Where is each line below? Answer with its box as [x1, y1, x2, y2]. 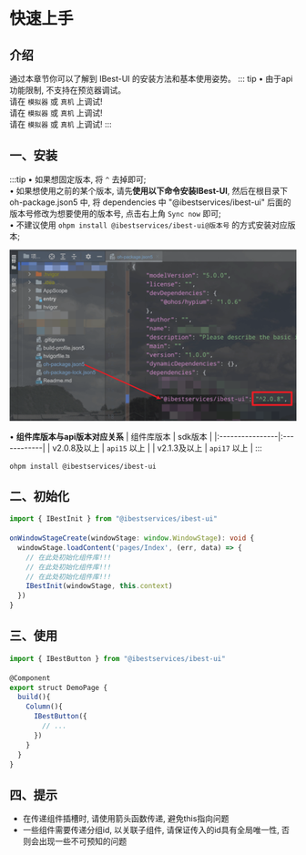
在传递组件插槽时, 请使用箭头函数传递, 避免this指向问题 [22, 813, 229, 824]
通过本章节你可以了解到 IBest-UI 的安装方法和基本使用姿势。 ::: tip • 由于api [9, 74, 293, 84]
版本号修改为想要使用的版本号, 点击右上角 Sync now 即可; [9, 208, 221, 219]
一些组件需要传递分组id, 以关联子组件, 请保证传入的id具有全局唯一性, [22, 825, 280, 836]
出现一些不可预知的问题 [38, 836, 127, 847]
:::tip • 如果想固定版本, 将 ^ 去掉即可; [9, 174, 147, 185]
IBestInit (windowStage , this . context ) [25, 582, 173, 591]
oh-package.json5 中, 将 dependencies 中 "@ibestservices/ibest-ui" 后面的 [9, 197, 291, 208]
